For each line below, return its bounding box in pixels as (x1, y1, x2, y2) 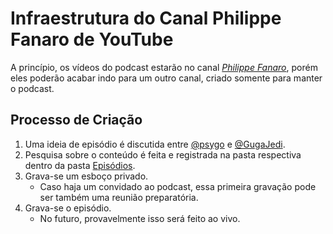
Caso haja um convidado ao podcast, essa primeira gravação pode (39, 180, 317, 192)
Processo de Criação (10, 112, 143, 129)
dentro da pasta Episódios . (24, 159, 136, 171)
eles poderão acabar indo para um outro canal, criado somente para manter (10, 72, 323, 84)
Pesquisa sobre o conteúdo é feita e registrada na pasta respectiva (24, 148, 302, 161)
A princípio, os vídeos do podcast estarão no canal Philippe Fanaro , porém (10, 61, 318, 73)
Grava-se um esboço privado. (24, 170, 149, 182)
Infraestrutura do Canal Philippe (10, 7, 282, 30)
